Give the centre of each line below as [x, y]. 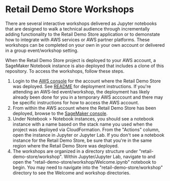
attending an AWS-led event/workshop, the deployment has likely [81, 92]
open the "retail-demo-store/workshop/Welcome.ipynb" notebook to [84, 162]
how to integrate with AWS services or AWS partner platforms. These [77, 40]
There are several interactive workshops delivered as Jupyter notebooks [81, 23]
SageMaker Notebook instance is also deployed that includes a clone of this [84, 66]
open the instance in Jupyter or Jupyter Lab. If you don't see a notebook [89, 135]
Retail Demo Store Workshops [70, 9]
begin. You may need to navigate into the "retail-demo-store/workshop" [88, 167]
